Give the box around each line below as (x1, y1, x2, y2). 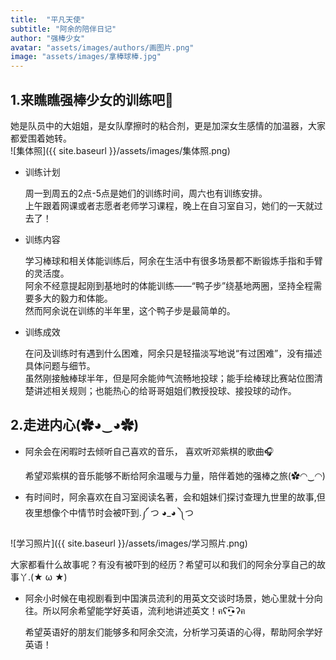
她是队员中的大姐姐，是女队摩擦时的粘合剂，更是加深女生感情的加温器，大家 (10, 119, 326, 131)
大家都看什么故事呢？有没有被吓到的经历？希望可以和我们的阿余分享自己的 (10, 558, 317, 570)
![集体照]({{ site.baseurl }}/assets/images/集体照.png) (10, 144, 231, 156)
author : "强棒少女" (10, 33, 86, 43)
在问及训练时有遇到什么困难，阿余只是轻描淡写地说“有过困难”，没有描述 (24, 347, 323, 359)
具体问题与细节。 (24, 359, 96, 371)
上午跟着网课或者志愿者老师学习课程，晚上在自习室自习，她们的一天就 (24, 199, 315, 211)
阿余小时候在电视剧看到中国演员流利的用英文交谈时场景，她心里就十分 (24, 592, 315, 604)
